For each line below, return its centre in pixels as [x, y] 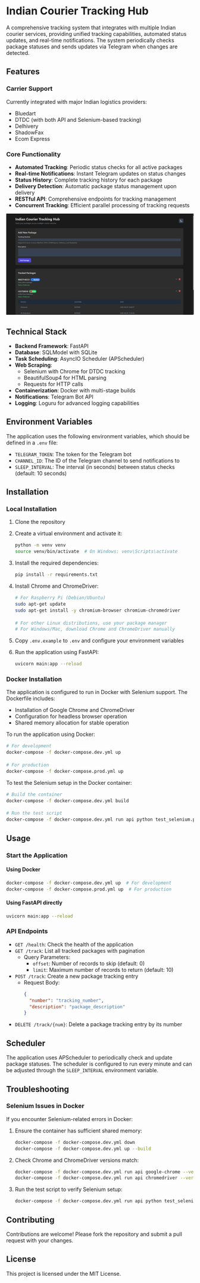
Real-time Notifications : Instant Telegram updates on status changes [100, 173]
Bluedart [25, 113]
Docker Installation [34, 679]
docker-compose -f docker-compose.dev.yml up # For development [89, 883]
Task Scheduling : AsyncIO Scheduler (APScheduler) [79, 358]
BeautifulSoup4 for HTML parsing [65, 377]
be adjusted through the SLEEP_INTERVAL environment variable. [82, 1070]
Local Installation [32, 509]
